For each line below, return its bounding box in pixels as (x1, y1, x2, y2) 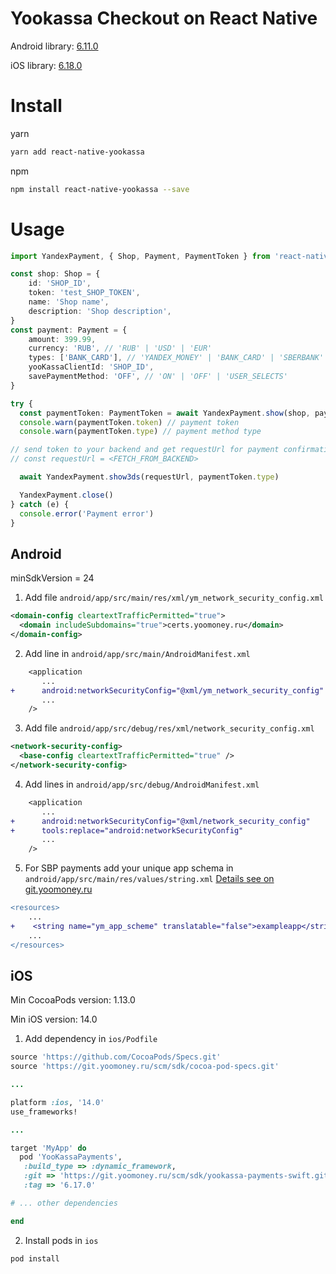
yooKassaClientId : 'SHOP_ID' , (28, 362, 155, 372)
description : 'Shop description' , (28, 306, 172, 316)
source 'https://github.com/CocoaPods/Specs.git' (10, 1052, 222, 1062)
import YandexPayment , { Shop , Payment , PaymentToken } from (10, 251, 271, 261)
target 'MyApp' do (10, 1143, 87, 1153)
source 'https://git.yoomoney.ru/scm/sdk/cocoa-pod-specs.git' (10, 1062, 280, 1072)
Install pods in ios (24, 1234, 99, 1246)
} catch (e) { (10, 499, 70, 509)
